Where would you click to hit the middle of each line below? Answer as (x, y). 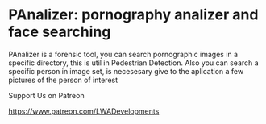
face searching (60, 32)
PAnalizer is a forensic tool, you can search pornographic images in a (123, 54)
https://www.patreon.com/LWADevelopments (84, 111)
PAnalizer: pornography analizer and (133, 15)
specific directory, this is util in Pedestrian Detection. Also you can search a (134, 63)
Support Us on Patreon (46, 95)
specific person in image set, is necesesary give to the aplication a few (126, 71)
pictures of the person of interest (63, 80)
